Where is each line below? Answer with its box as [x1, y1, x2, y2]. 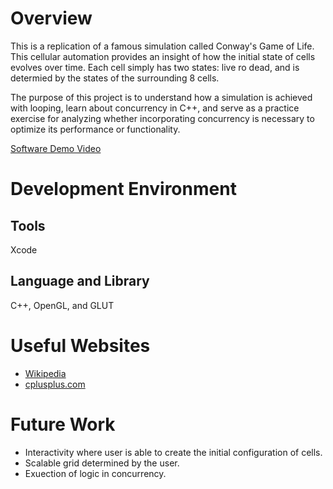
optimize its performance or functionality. [10, 123, 181, 135]
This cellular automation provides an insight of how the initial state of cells [10, 50, 316, 62]
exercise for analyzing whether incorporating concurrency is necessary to [10, 112, 315, 124]
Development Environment [10, 178, 237, 201]
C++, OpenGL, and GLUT [10, 299, 115, 311]
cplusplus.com [24, 378, 86, 390]
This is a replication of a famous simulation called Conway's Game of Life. [10, 40, 315, 52]
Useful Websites [10, 334, 151, 357]
